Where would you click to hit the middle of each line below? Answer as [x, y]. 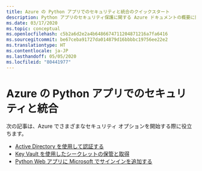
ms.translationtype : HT [36, 46]
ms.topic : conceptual [33, 28]
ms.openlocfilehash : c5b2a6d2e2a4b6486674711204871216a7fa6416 [87, 34]
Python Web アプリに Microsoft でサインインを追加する [84, 161]
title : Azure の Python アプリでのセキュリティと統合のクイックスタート [88, 12]
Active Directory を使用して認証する [59, 146]
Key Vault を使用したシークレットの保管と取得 [72, 154]
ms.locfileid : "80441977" [38, 62]
